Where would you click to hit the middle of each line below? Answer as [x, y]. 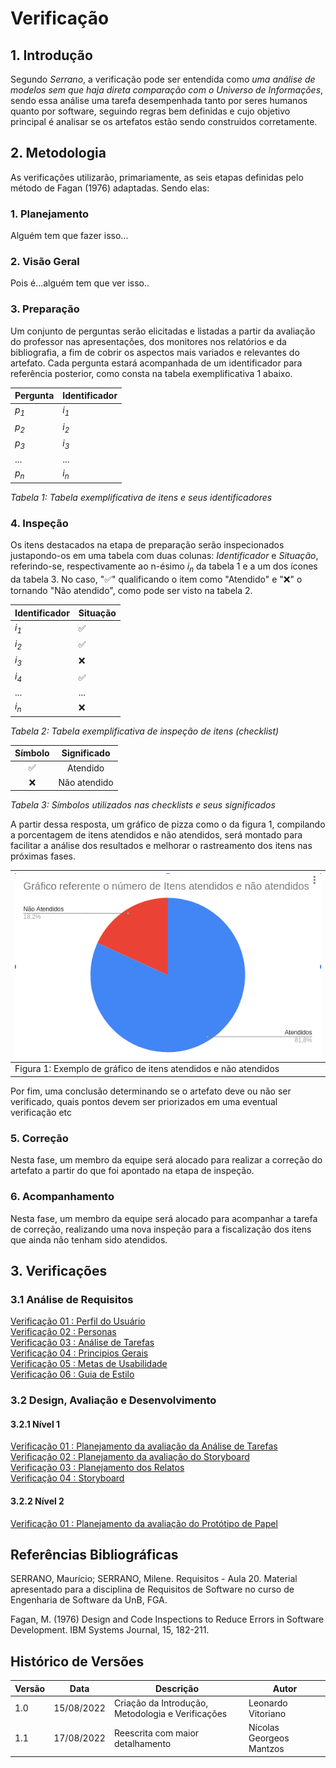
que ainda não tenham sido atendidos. [89, 1239]
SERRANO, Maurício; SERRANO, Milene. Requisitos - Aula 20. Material [154, 1579]
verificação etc [41, 1112]
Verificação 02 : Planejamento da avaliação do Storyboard [130, 1457]
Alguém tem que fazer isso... [69, 236]
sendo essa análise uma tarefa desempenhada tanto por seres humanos [159, 100]
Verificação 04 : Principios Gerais [79, 1353]
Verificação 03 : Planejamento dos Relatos [97, 1468]
